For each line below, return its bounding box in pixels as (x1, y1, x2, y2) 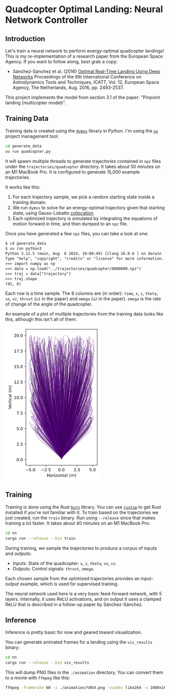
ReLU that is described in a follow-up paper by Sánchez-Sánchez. (5, 601, 143, 607)
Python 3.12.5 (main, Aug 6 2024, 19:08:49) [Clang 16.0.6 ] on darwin (5, 251, 162, 256)
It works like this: (5, 184, 40, 190)
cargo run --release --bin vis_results (5, 660, 90, 666)
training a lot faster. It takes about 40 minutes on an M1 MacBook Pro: (5, 520, 150, 526)
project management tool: (5, 133, 59, 139)
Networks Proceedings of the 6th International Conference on (12, 74, 142, 79)
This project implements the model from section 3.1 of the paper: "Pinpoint (5, 95, 160, 100)
